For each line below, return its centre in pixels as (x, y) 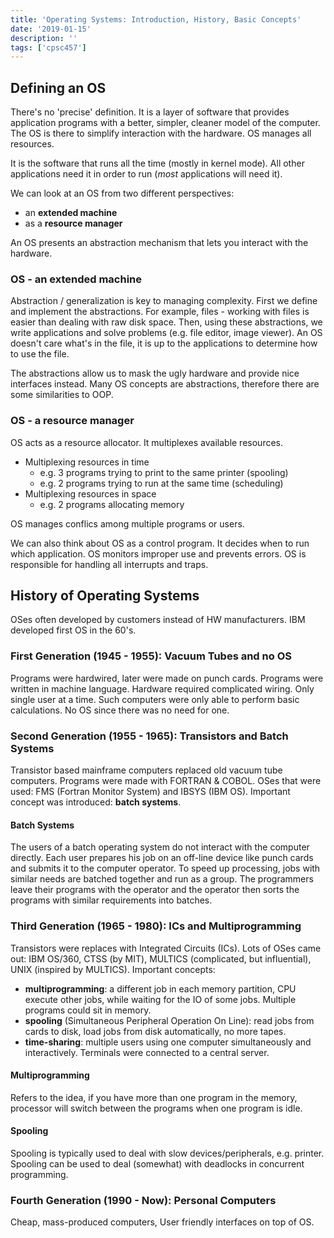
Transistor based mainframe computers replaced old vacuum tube (146, 770)
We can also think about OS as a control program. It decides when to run (160, 543)
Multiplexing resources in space (90, 493)
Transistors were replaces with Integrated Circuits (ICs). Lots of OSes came (166, 948)
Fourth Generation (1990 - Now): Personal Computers (143, 1200)
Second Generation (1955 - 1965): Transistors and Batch (149, 736)
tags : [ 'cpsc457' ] (48, 47)
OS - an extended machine (76, 279)
